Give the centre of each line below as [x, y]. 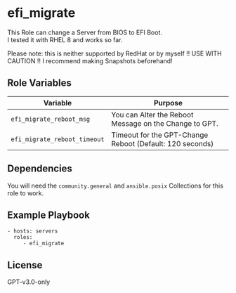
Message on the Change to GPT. [165, 123]
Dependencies [40, 169]
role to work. [26, 193]
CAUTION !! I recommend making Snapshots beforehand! [90, 60]
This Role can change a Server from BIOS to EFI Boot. [85, 32]
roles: [23, 237]
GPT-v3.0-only [29, 282]
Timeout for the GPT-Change [160, 135]
